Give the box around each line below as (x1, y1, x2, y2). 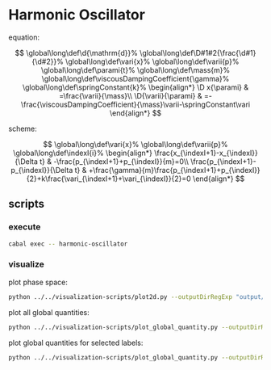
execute (8, 221, 41, 233)
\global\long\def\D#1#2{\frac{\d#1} (140, 48, 256, 57)
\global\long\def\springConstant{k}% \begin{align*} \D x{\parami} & (22, 82, 249, 92)
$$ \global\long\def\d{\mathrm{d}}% (15, 48, 139, 57)
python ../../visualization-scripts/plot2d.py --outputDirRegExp (8, 292, 232, 301)
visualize (8, 259, 44, 270)
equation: (8, 32, 40, 42)
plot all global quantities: (8, 307, 90, 317)
